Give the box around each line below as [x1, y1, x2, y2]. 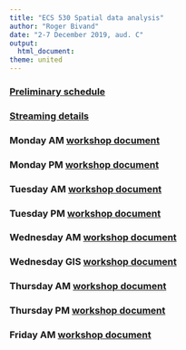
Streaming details [9, 110, 89, 122]
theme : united [9, 55, 64, 64]
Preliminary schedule [9, 85, 106, 98]
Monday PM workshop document [9, 158, 160, 170]
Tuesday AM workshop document [9, 182, 162, 195]
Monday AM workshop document [9, 133, 161, 146]
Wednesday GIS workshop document [9, 256, 177, 268]
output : [9, 38, 39, 48]
